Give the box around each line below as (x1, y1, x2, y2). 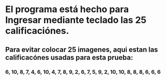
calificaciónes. (5, 25, 70, 36)
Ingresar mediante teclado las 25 (5, 14, 147, 26)
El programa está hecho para (5, 4, 129, 15)
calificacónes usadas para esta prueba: (5, 53, 134, 62)
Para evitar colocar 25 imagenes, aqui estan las (5, 45, 158, 54)
